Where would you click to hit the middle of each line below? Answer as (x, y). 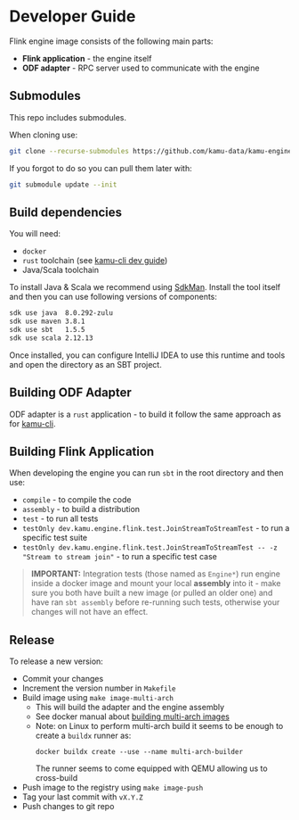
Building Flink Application (82, 452)
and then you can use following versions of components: (113, 297)
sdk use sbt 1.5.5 (48, 330)
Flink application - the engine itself (87, 58)
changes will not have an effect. (89, 612)
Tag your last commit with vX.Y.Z (83, 797)
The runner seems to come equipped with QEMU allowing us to (152, 768)
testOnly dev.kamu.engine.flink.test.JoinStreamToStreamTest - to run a (156, 528)
